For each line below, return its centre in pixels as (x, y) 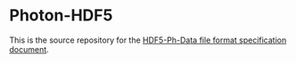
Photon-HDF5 (61, 16)
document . (29, 49)
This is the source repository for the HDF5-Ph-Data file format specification (148, 40)
